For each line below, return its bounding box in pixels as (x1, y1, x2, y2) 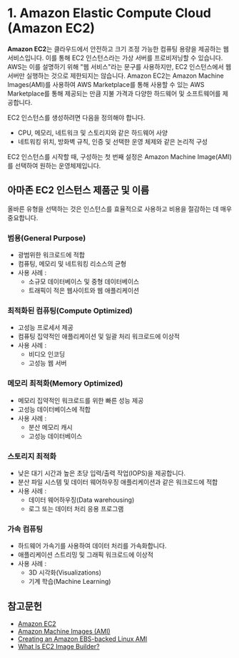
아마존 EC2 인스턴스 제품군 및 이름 (7, 184, 150, 197)
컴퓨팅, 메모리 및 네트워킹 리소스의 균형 (17, 259, 127, 268)
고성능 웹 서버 (28, 359, 67, 368)
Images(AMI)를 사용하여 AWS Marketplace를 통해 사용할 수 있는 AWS (7, 80, 205, 88)
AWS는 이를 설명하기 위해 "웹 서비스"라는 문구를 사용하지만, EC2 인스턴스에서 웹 (7, 62, 232, 71)
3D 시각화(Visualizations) (28, 568, 102, 577)
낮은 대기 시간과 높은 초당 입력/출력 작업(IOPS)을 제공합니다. (17, 468, 186, 477)
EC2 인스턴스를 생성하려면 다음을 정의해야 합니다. (7, 113, 146, 122)
